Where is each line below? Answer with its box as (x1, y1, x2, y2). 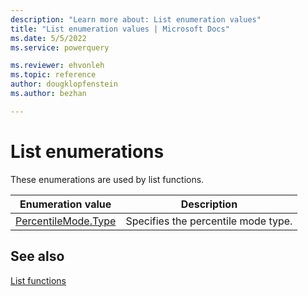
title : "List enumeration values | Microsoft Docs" (10, 24, 230, 34)
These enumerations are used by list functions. (10, 173, 205, 185)
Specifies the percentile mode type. (125, 214, 293, 228)
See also (10, 248, 65, 265)
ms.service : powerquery (10, 42, 110, 53)
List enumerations (10, 140, 165, 163)
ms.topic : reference (10, 70, 97, 80)
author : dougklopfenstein (10, 79, 118, 90)
